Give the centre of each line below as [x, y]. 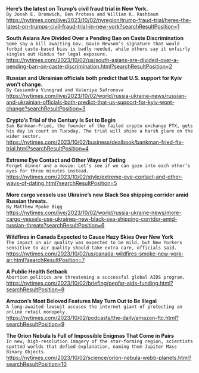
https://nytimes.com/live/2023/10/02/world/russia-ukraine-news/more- [94, 212]
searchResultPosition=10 [37, 364]
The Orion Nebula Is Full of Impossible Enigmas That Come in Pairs [90, 336]
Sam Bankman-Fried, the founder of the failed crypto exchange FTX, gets [100, 126]
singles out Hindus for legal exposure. [57, 54]
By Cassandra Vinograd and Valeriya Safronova [65, 90]
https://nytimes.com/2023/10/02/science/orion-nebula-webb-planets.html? [99, 358]
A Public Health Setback [37, 272]
